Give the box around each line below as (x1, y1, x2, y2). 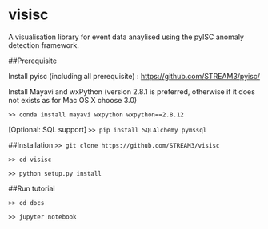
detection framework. (8, 40, 80, 49)
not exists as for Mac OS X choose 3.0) (8, 95, 138, 105)
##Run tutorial (8, 184, 55, 193)
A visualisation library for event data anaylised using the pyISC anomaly (8, 32, 244, 41)
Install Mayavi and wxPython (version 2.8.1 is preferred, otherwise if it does (8, 86, 256, 97)
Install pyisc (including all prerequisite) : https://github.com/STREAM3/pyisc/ (8, 71, 261, 81)
